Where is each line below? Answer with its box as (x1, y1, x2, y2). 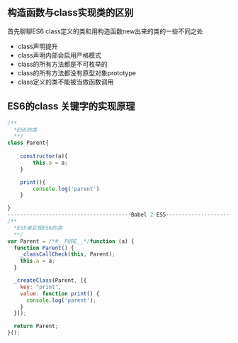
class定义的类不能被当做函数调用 (17, 77, 114, 86)
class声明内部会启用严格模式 (17, 50, 101, 59)
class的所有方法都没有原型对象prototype (17, 68, 137, 77)
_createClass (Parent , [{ (13, 277, 87, 284)
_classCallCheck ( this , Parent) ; (20, 251, 115, 258)
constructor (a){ (20, 153, 69, 160)
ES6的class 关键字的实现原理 (7, 100, 135, 112)
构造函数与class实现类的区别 (7, 6, 134, 19)
